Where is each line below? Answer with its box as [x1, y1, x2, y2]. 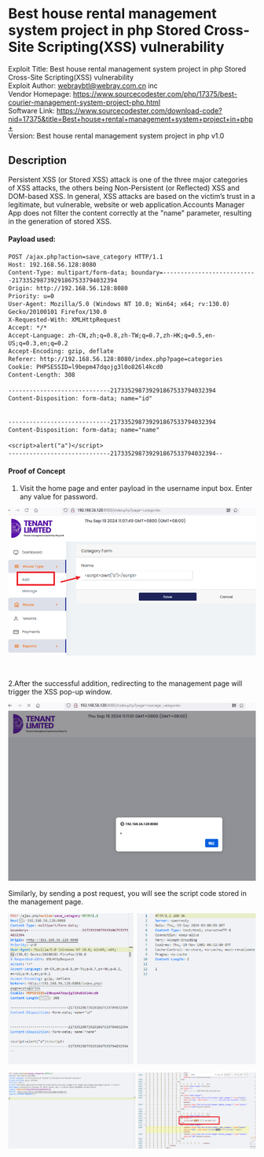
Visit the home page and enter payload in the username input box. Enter [19, 484, 253, 493]
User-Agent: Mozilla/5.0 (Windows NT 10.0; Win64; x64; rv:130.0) [8, 300, 230, 308]
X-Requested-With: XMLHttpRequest [8, 315, 122, 323]
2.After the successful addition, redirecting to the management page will [8, 679, 243, 688]
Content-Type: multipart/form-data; [8, 268, 128, 276]
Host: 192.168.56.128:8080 [8, 260, 97, 268]
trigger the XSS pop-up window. [8, 687, 112, 697]
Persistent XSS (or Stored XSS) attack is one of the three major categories [8, 175, 248, 184]
